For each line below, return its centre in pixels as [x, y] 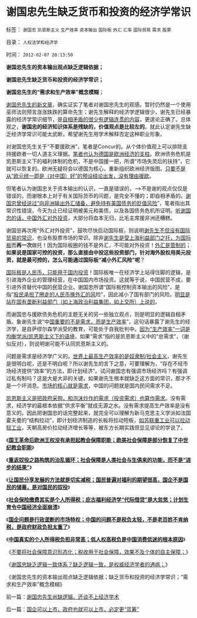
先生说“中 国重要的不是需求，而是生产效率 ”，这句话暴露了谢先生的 [106, 321]
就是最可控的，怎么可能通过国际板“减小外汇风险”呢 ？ [81, 260]
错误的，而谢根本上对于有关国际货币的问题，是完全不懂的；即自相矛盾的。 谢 [98, 195]
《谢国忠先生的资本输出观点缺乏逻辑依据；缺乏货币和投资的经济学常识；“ [95, 577]
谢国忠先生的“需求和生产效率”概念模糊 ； [55, 92]
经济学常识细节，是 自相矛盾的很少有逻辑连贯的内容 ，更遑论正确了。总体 [103, 119]
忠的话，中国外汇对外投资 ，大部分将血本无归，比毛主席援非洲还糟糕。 [91, 218]
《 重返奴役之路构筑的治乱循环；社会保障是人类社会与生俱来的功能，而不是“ [96, 460]
